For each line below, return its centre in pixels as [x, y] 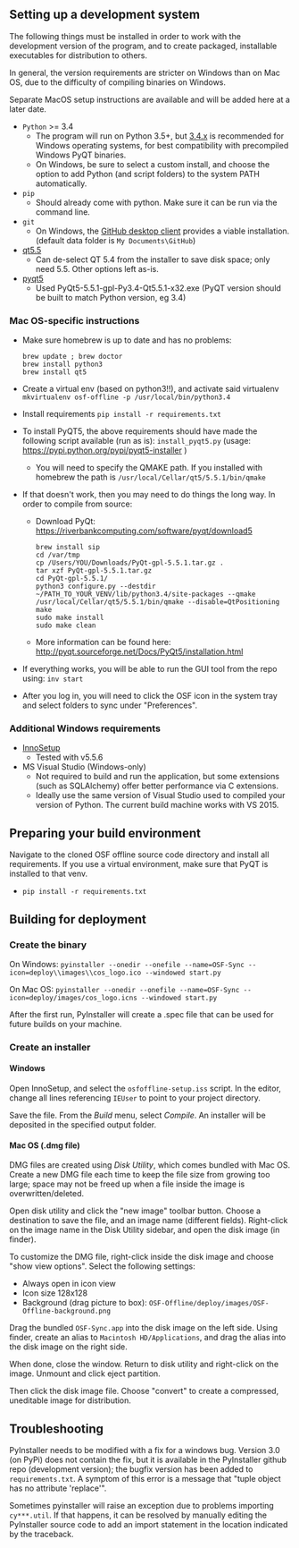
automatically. [61, 183]
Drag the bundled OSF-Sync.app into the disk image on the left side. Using [144, 1328]
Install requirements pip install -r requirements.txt [121, 414]
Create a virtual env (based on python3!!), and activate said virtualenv [150, 389]
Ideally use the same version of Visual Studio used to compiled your [160, 795]
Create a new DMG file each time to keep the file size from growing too [140, 1175]
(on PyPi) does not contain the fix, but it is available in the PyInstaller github [148, 1460]
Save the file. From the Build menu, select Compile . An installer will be [137, 1115]
